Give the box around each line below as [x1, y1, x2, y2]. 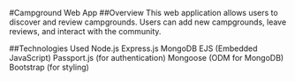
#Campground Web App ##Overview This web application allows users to [9, 8, 278, 18]
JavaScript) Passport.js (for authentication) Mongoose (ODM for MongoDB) [9, 53, 284, 63]
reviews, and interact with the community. [9, 26, 162, 36]
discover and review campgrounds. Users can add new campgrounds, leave [9, 17, 287, 27]
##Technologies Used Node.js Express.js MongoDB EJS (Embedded [9, 43, 258, 54]
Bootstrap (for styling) [9, 62, 90, 72]
